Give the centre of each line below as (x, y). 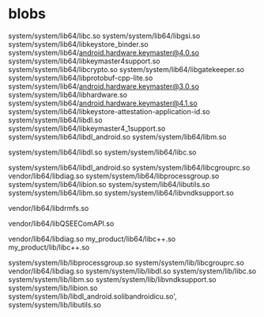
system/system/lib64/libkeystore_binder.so (78, 44)
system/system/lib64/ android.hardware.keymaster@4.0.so (104, 52)
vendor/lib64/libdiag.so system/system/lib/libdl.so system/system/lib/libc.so (132, 271)
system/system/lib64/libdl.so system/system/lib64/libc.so (102, 152)
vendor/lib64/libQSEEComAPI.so (61, 223)
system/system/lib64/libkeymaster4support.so (84, 61)
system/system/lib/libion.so (53, 288)
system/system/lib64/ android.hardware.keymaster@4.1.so (103, 103)
